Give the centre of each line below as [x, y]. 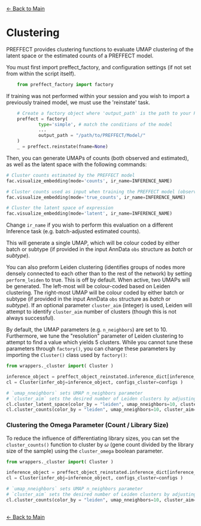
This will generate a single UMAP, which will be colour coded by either [93, 243]
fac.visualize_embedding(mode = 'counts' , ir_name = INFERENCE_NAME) [89, 181]
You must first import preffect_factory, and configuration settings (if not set [99, 67]
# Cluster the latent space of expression [60, 208]
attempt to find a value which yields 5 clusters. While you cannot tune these [100, 342]
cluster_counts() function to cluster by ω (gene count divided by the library [100, 444]
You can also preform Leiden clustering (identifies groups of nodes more [96, 267]
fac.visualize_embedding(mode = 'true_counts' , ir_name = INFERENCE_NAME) [96, 197]
